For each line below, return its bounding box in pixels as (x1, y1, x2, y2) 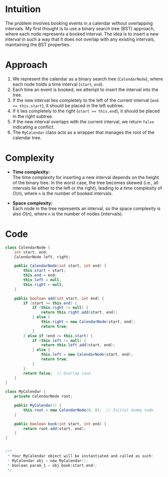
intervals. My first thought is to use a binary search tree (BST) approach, (5, 25, 155, 31)
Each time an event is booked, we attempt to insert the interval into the (12, 87, 159, 93)
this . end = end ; (23, 273, 57, 278)
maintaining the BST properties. (5, 41, 71, 47)
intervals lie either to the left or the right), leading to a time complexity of (12, 185, 162, 191)
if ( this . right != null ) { (32, 305, 89, 310)
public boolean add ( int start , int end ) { (14, 296, 104, 301)
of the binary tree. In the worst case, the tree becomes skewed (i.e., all (12, 180, 159, 186)
